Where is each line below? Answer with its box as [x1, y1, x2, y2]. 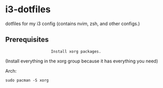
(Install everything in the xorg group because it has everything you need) [5, 58, 158, 64]
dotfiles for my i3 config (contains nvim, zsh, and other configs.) [5, 20, 140, 27]
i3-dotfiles [5, 4, 51, 15]
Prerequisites [5, 35, 49, 44]
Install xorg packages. [50, 49, 101, 54]
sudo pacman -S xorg [5, 78, 49, 83]
